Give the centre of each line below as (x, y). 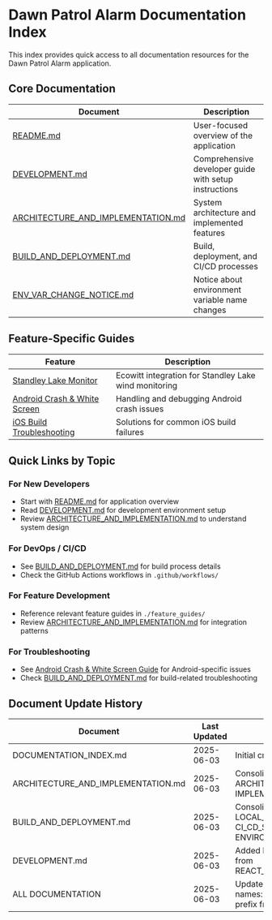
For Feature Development (59, 595)
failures (130, 432)
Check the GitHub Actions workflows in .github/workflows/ (119, 574)
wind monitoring (147, 385)
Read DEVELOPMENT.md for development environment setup (123, 510)
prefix (246, 904)
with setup (213, 178)
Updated (210, 736)
